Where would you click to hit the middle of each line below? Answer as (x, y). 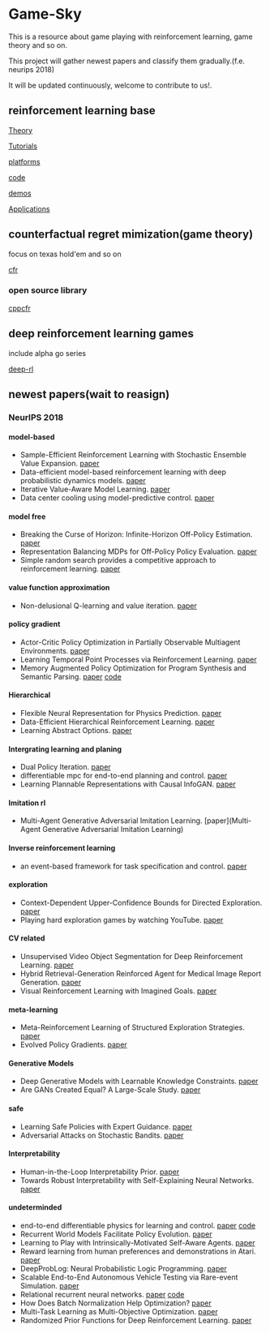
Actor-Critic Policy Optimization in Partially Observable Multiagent (130, 642)
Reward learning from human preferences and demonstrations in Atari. (138, 1252)
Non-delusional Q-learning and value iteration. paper (108, 606)
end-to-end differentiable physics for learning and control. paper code (138, 1226)
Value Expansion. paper (60, 464)
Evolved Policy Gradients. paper (73, 1045)
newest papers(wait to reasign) (89, 394)
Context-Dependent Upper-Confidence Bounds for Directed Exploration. (141, 902)
